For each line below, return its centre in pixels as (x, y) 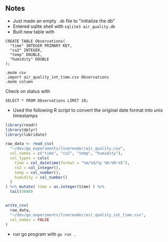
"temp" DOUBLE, (26, 54)
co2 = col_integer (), (38, 167)
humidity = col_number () (41, 177)
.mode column (19, 82)
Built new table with (34, 32)
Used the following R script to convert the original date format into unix (88, 110)
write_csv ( (17, 206)
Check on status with (28, 91)
